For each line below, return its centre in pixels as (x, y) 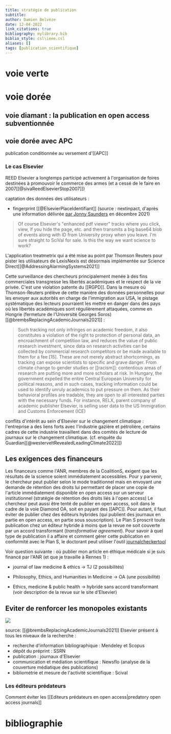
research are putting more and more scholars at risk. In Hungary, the (90, 373)
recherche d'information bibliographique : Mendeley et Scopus (79, 646)
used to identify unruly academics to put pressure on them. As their (89, 389)
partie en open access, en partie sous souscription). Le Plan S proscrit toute (85, 520)
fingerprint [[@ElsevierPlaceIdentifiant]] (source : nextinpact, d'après (85, 208)
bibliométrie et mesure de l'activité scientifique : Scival (70, 673)
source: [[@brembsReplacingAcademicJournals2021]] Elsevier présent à (82, 630)
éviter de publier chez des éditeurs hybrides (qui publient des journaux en (83, 515)
